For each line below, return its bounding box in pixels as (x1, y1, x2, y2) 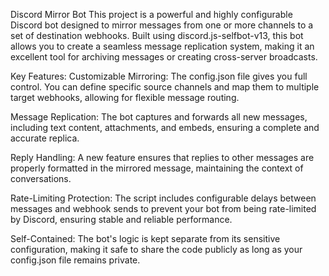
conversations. (10, 173, 72, 184)
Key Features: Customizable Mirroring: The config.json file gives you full (10, 70, 308, 82)
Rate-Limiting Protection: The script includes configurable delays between (10, 192, 317, 204)
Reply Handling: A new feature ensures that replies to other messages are (10, 152, 315, 163)
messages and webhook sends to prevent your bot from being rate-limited (10, 203, 317, 214)
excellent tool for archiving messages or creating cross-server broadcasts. (10, 51, 318, 63)
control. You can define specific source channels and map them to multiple (10, 81, 320, 93)
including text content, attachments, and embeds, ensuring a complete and (10, 122, 320, 133)
